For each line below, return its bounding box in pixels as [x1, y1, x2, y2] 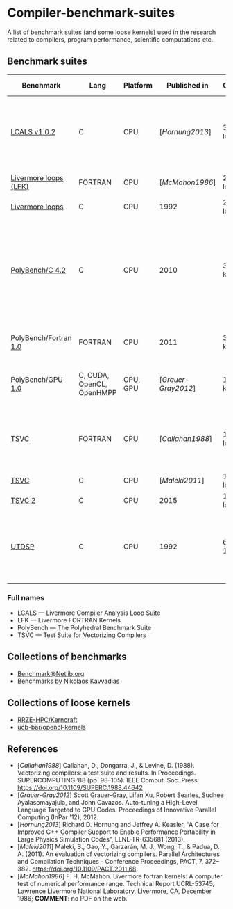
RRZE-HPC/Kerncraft [17, 715, 78, 724]
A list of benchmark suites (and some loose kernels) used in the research [7, 28, 216, 36]
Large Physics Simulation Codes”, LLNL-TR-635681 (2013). [17, 835, 186, 844]
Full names [7, 593, 45, 602]
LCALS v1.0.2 [10, 127, 56, 136]
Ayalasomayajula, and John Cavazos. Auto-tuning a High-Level [17, 798, 198, 807]
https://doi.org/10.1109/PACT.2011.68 [32, 864, 137, 874]
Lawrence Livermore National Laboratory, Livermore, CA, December [17, 887, 212, 895]
